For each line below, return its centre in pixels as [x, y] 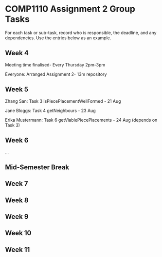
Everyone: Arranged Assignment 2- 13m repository [56, 74]
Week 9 [17, 217]
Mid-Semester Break [37, 167]
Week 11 [18, 249]
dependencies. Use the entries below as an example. [58, 38]
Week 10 [18, 233]
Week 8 [17, 200]
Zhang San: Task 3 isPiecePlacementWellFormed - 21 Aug [63, 101]
